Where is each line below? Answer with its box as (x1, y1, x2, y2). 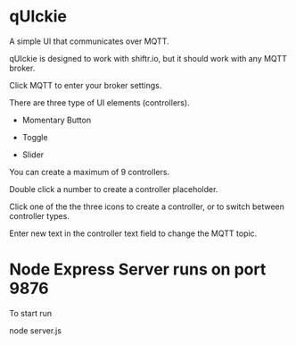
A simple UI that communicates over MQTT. (9, 36, 169, 46)
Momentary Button (21, 114, 92, 125)
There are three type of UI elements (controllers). (9, 97, 190, 108)
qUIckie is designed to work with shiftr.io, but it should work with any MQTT (9, 53, 287, 63)
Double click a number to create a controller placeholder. (9, 183, 218, 194)
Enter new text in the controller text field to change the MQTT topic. (9, 228, 258, 239)
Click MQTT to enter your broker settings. (9, 80, 162, 90)
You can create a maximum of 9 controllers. (9, 166, 170, 177)
